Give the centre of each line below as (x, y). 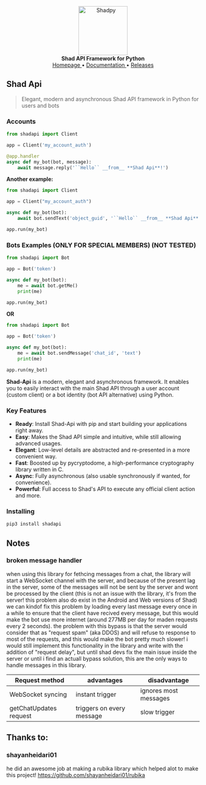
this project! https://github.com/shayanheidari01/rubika (76, 775)
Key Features (27, 411)
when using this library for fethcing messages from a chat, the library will (99, 574)
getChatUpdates (33, 708)
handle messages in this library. (47, 665)
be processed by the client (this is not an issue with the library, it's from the (101, 593)
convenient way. (36, 456)
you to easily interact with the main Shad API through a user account (93, 388)
